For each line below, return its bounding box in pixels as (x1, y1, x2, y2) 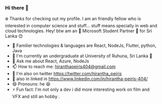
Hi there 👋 (5, 4, 29, 11)
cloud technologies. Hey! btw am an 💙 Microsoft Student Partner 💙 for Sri (5, 28, 152, 34)
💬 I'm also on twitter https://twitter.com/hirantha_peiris (12, 71, 122, 77)
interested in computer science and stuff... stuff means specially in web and (5, 23, 158, 29)
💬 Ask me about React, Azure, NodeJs (12, 58, 89, 64)
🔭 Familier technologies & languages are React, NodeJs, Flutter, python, (12, 42, 157, 48)
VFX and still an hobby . (12, 94, 60, 100)
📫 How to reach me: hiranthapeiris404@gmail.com (12, 63, 116, 70)
